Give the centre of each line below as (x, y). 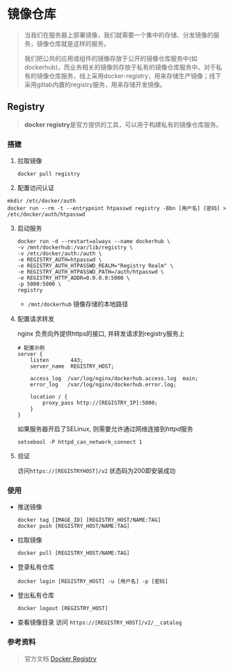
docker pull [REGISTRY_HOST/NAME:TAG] (73, 553)
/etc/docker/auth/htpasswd (46, 215)
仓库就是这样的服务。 (79, 43)
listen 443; (57, 360)
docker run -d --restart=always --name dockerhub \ (94, 242)
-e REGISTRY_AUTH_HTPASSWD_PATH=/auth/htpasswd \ (91, 272)
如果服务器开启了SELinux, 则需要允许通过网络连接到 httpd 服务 (105, 429)
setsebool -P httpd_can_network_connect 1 (80, 442)
